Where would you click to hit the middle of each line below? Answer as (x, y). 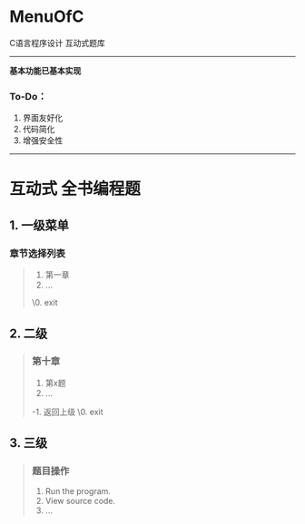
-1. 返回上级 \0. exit (67, 412)
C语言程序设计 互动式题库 (58, 43)
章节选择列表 (38, 253)
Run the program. (78, 491)
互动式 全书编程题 (75, 189)
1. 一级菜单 (39, 225)
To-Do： (28, 96)
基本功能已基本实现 (45, 71)
